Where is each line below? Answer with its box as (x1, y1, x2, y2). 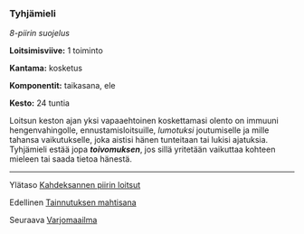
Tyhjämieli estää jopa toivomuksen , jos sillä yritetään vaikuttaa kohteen (9, 144, 276, 155)
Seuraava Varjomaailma (9, 215, 98, 226)
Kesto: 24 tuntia (9, 98, 71, 108)
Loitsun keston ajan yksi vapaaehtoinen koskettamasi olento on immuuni (9, 116, 279, 126)
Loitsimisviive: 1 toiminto (9, 45, 104, 56)
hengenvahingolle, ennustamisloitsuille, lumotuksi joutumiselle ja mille (9, 125, 270, 136)
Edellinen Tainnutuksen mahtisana (9, 197, 138, 208)
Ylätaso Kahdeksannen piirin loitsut (9, 180, 141, 191)
